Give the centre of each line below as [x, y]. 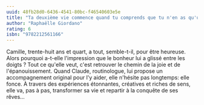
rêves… [16, 97]
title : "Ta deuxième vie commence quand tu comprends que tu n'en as [96, 18]
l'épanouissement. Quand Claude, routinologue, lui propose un [84, 71]
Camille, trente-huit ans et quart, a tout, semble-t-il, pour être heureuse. [96, 52]
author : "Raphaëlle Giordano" [45, 23]
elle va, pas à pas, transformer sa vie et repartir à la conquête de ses [92, 90]
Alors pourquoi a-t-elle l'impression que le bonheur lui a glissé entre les [96, 58]
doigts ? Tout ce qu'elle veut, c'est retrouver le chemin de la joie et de [93, 65]
